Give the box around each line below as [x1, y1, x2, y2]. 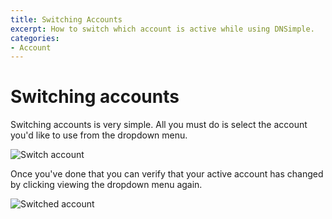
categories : [10, 33, 60, 43]
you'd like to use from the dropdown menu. [10, 129, 188, 141]
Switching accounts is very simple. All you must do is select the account [10, 119, 308, 131]
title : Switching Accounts [10, 14, 123, 25]
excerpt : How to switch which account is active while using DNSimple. [10, 24, 315, 34]
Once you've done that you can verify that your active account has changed [10, 168, 324, 180]
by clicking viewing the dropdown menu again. [10, 179, 203, 191]
